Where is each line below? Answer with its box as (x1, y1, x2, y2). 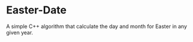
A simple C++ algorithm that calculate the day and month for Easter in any (6, 23, 187, 30)
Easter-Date (6, 3, 67, 17)
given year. (6, 29, 34, 36)
